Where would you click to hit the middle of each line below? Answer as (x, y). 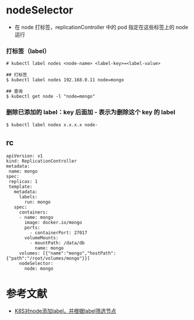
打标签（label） (28, 51)
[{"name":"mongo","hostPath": (79, 253)
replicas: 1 (23, 182)
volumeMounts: (41, 238)
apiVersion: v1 (25, 156)
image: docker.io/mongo (53, 223)
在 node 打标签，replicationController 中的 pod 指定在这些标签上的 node (101, 27)
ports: (32, 228)
